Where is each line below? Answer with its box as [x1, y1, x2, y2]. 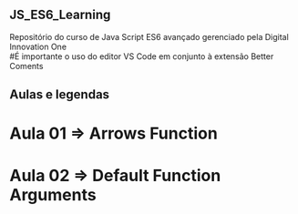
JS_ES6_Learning [9, 7, 111, 23]
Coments [9, 60, 44, 71]
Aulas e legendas [9, 87, 110, 103]
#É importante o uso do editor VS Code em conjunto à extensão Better [9, 50, 274, 62]
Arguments [9, 184, 98, 205]
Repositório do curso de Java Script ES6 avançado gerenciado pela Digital [9, 31, 289, 42]
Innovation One [9, 41, 67, 52]
